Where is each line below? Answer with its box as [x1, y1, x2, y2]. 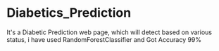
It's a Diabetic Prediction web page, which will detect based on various [6, 28, 213, 36]
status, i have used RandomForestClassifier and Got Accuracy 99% [6, 35, 202, 43]
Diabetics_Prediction [6, 5, 132, 21]
